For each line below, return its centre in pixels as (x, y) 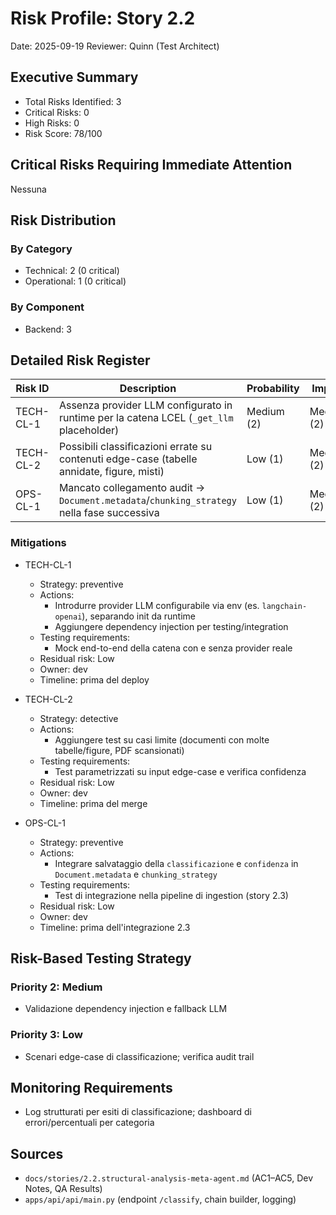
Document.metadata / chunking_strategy (147, 500)
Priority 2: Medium (56, 987)
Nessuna (28, 189)
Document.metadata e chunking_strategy (136, 874)
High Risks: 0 (52, 123)
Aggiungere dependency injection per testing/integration (171, 626)
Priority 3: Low (46, 1035)
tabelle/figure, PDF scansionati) (119, 750)
